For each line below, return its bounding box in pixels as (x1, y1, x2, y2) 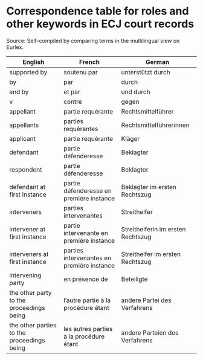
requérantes (63, 124, 98, 133)
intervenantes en (63, 254, 112, 262)
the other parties (9, 321, 57, 329)
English (22, 57, 45, 66)
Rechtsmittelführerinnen (121, 121, 190, 129)
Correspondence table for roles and (6, 4, 189, 18)
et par (63, 88, 80, 96)
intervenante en (63, 228, 109, 237)
